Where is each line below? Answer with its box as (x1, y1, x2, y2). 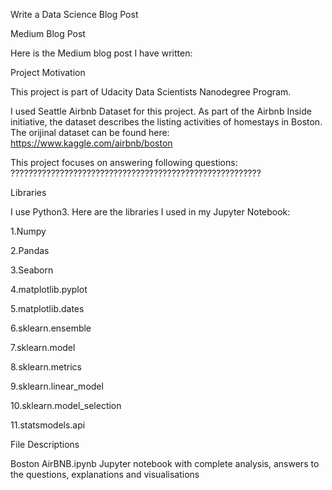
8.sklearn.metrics (10, 361, 82, 373)
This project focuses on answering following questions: (10, 157, 238, 168)
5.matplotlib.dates (10, 303, 85, 314)
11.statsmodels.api (10, 419, 86, 431)
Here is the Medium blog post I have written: (10, 47, 193, 59)
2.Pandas (10, 245, 50, 256)
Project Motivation (10, 67, 86, 78)
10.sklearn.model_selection (10, 400, 122, 411)
